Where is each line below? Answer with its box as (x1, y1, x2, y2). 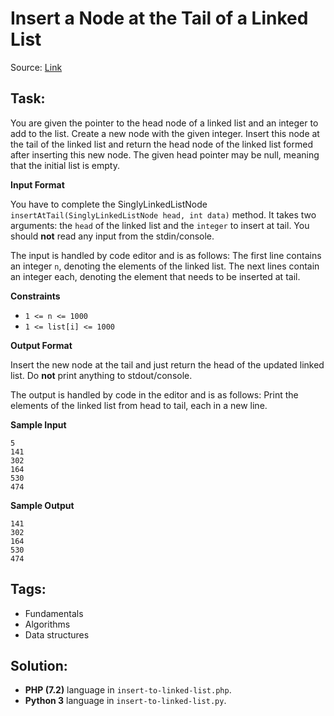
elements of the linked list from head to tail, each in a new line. (10, 399, 268, 411)
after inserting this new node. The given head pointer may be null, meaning (10, 148, 320, 161)
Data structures (24, 628, 90, 641)
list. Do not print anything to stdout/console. (10, 369, 193, 381)
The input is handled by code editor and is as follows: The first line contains (10, 249, 322, 261)
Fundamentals (24, 607, 84, 619)
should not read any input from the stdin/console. (10, 230, 215, 242)
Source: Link (10, 61, 63, 73)
